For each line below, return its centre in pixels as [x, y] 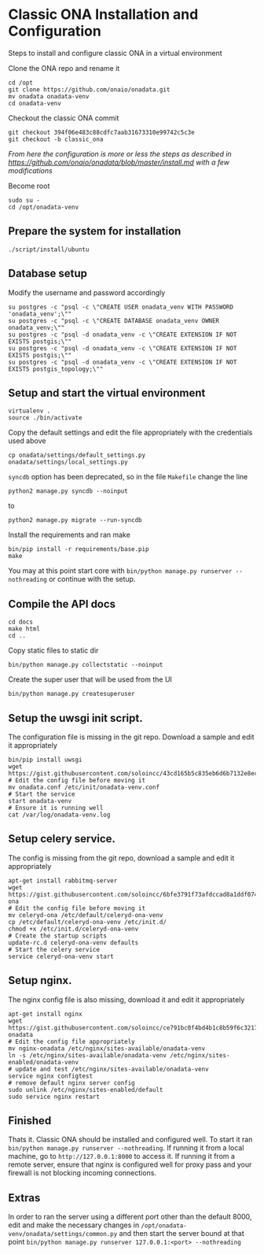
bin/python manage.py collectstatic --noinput [86, 665]
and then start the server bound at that [182, 1234]
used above [27, 441]
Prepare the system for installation [95, 231]
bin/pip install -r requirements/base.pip [79, 549]
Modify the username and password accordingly [87, 292]
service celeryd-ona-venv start [61, 956]
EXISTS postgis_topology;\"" [56, 369]
